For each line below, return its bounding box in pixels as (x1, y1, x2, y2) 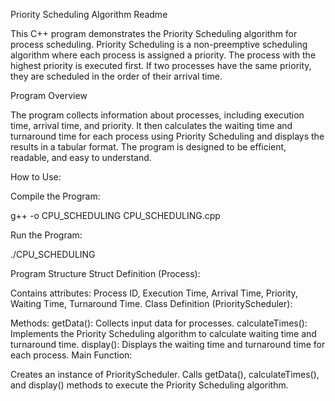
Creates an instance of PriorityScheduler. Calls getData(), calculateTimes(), (10, 369, 320, 380)
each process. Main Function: (10, 349, 133, 361)
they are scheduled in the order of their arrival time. (10, 70, 223, 82)
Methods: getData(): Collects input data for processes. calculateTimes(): (10, 317, 308, 329)
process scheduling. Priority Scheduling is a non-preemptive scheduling (10, 39, 308, 50)
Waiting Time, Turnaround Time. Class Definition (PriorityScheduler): (10, 298, 293, 309)
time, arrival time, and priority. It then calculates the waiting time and (10, 120, 293, 131)
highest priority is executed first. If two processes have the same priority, (10, 60, 312, 71)
